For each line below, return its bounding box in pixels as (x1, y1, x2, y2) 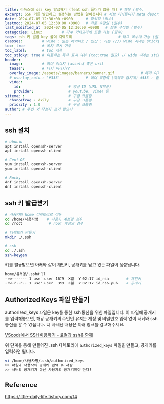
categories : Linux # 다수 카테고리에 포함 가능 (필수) (5, 30, 123, 35)
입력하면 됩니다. (5, 348, 36, 354)
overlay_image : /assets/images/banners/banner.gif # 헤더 (9, 71, 152, 76)
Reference (5, 381, 38, 389)
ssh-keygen (5, 252, 27, 258)
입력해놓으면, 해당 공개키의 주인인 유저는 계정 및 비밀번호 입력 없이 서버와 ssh (10, 315, 158, 321)
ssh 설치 (5, 126, 30, 135)
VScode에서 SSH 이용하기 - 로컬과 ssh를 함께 (5, 332, 93, 338)
